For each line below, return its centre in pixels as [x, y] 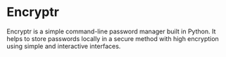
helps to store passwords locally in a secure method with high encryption [113, 38]
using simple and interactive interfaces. [64, 46]
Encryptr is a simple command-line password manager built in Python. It [111, 31]
